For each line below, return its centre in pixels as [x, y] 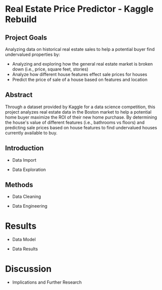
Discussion [28, 269]
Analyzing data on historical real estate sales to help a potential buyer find [80, 49]
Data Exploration [29, 169]
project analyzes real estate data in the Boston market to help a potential [78, 112]
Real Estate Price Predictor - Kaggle [79, 9]
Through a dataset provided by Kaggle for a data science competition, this [80, 107]
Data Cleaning [27, 196]
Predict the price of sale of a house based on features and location [80, 80]
